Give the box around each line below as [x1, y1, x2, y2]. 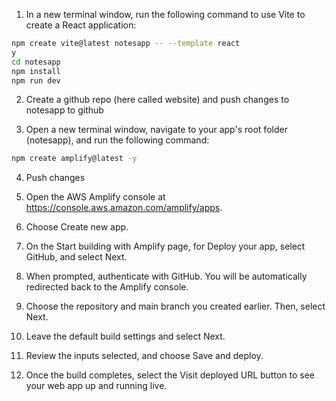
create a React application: [25, 19, 137, 31]
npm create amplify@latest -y [11, 154, 138, 164]
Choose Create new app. [25, 221, 129, 233]
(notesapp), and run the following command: [25, 134, 210, 146]
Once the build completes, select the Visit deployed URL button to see [25, 369, 315, 381]
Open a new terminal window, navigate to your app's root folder [25, 124, 288, 136]
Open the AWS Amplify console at [25, 191, 166, 203]
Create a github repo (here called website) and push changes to [25, 94, 290, 106]
